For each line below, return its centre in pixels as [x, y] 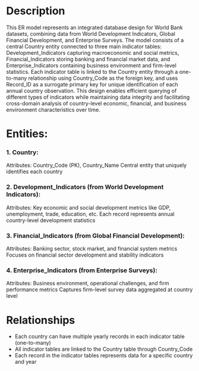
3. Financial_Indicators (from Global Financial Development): [96, 235]
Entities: [27, 134]
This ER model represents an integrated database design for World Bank [94, 27]
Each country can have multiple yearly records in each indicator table [100, 336]
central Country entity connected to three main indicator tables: [84, 46]
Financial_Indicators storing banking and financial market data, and [88, 59]
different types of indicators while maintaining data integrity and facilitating [98, 97]
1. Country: [22, 152]
